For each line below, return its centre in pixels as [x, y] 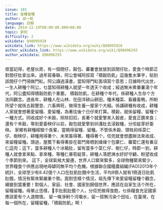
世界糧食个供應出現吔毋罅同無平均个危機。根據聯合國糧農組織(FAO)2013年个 [81, 166]
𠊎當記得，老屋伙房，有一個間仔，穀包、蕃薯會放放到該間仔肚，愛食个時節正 [81, 69]
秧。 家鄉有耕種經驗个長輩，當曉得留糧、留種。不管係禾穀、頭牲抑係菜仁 [78, 130]
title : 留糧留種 [20, 14]
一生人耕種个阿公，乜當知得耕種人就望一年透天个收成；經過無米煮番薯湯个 [79, 87]
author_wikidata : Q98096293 [33, 55]
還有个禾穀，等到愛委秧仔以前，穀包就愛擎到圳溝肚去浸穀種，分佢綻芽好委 [79, 124]
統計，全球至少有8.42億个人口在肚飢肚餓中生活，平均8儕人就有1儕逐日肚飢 [80, 173]
